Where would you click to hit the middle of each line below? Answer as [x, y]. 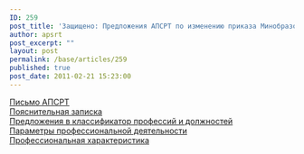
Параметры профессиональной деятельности [99, 131]
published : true [40, 68]
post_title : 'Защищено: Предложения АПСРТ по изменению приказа [133, 26]
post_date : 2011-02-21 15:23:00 [70, 77]
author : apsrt [36, 34]
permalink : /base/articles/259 [68, 59]
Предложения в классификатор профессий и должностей [121, 121]
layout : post [34, 51]
